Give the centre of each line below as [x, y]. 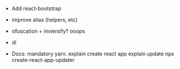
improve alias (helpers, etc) [45, 20]
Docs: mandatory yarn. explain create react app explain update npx [93, 54]
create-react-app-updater [43, 60]
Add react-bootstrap [36, 8]
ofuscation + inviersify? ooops [48, 31]
